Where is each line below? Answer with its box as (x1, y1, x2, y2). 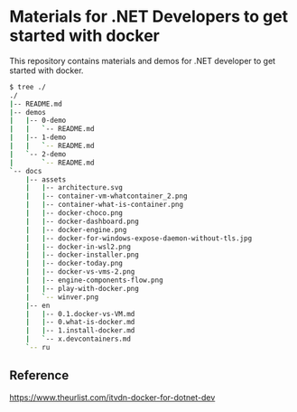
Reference (9, 368, 70, 383)
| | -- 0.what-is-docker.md (25, 318, 135, 327)
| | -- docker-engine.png (25, 225, 127, 234)
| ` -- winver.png (25, 292, 99, 302)
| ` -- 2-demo (9, 149, 67, 159)
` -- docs (9, 166, 42, 175)
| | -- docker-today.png (25, 259, 124, 268)
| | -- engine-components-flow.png (25, 276, 164, 286)
